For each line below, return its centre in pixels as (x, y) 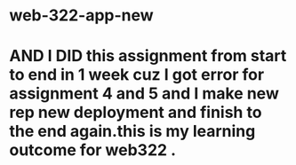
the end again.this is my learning (132, 132)
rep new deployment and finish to (136, 113)
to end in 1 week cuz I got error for (137, 75)
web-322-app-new (81, 16)
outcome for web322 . (92, 150)
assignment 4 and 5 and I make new (144, 94)
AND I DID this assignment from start (148, 56)
